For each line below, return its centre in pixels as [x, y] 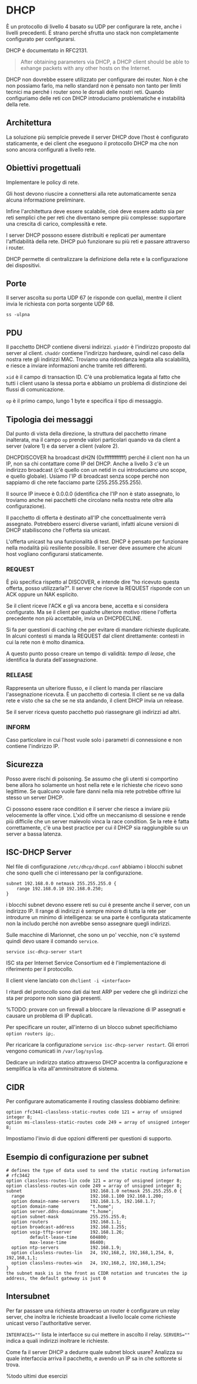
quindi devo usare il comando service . [52, 941]
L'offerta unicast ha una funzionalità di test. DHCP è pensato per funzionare [97, 542]
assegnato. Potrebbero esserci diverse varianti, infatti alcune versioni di [93, 524]
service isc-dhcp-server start [44, 952]
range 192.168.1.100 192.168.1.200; [88, 1197]
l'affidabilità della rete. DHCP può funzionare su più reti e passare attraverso [98, 241]
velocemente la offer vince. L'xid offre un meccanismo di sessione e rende [96, 815]
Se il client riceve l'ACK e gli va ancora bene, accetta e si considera [87, 606]
